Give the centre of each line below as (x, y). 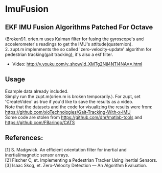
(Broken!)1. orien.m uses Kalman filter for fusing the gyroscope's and (75, 39)
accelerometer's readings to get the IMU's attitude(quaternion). (69, 44)
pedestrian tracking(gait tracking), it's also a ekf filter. (59, 54)
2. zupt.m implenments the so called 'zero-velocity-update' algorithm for (78, 49)
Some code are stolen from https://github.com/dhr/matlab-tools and (74, 117)
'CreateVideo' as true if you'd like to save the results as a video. (69, 101)
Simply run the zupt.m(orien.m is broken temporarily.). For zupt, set (73, 96)
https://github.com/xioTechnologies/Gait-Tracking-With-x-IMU (68, 112)
